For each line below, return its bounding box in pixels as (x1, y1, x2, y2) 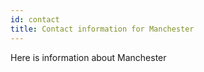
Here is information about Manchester (10, 51, 167, 63)
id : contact (10, 14, 60, 25)
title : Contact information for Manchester (10, 24, 195, 34)
